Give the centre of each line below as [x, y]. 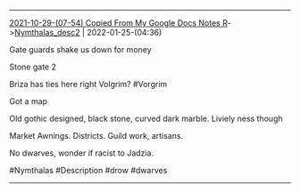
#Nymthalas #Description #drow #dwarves [88, 170]
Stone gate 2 [33, 67]
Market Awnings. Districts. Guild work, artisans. [96, 136]
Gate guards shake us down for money [80, 49]
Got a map [28, 101]
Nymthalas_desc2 [47, 32]
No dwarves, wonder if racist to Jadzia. [82, 153]
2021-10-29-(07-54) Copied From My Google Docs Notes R [118, 23]
